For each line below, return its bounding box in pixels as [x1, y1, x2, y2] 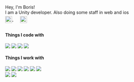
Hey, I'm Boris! [5, 4, 35, 10]
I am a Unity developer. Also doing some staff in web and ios [5, 9, 129, 15]
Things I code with [5, 32, 44, 38]
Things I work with [5, 55, 45, 61]
